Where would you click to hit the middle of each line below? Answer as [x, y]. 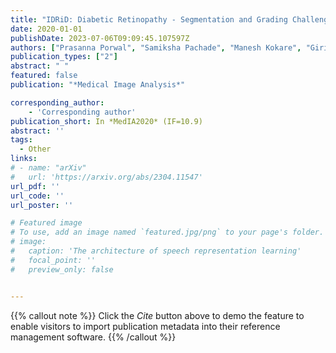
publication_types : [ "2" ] [64, 57]
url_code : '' [37, 196]
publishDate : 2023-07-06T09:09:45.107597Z [100, 38]
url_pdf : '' [35, 186]
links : [24, 159]
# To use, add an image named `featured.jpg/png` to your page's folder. [167, 232]
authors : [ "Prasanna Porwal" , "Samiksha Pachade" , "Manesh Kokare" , [156, 47]
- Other [35, 149]
